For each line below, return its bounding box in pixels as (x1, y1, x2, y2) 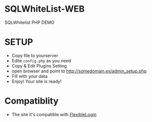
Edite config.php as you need (11, 57, 71, 64)
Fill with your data (11, 73, 48, 79)
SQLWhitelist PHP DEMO (4, 19, 55, 25)
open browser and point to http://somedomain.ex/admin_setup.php (11, 68, 147, 74)
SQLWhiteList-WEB (4, 3, 85, 15)
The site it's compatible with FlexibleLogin (11, 111, 97, 117)
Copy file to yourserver (11, 52, 58, 58)
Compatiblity (4, 96, 59, 106)
